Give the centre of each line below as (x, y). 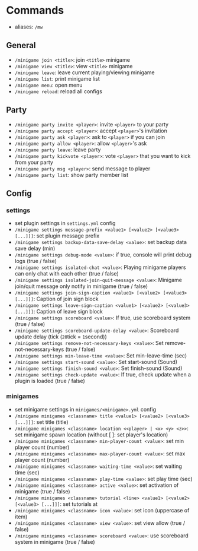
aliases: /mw (29, 27)
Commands (35, 10)
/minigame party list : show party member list (72, 175)
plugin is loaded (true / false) (50, 381)
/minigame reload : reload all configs (58, 91)
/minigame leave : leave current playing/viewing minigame (85, 72)
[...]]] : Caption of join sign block (56, 299)
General (21, 45)
